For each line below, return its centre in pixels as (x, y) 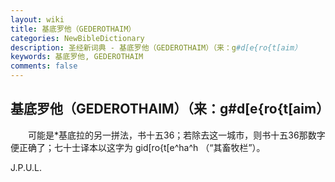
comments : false (44, 66)
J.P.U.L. (26, 167)
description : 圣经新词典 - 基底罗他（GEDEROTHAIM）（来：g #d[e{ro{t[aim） (156, 47)
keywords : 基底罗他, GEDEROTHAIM (77, 57)
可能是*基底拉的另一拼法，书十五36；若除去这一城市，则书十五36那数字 (176, 135)
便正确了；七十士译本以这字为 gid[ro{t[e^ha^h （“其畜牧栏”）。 (138, 147)
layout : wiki (37, 19)
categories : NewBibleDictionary (77, 38)
